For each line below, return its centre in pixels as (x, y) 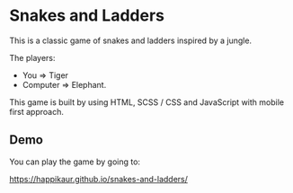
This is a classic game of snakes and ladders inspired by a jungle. (131, 40)
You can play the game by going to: (75, 162)
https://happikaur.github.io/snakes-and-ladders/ (99, 179)
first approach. (37, 111)
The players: (32, 57)
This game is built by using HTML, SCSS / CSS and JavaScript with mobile (147, 102)
